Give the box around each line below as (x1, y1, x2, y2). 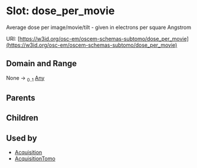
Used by (6, 133, 37, 143)
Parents (6, 93, 35, 103)
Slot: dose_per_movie (6, 4, 115, 18)
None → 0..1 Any (6, 74, 45, 83)
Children (6, 113, 38, 123)
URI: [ (6, 35, 20, 42)
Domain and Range (6, 59, 77, 69)
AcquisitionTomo (14, 155, 56, 162)
